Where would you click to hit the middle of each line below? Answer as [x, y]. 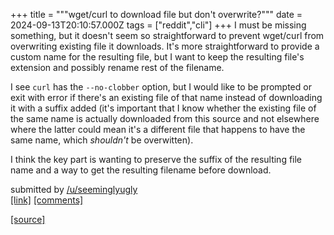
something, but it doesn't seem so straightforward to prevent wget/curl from [167, 35]
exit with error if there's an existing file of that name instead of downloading [166, 97]
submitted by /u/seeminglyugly [74, 189]
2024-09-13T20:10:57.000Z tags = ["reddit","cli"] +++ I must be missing [158, 25]
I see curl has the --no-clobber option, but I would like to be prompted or [161, 87]
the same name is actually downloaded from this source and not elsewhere [165, 118]
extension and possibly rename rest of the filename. [117, 67]
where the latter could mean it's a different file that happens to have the [158, 129]
